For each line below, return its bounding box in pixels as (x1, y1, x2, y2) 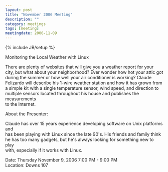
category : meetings (5, 21, 46, 27)
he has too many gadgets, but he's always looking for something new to (5, 136, 154, 142)
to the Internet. (5, 101, 36, 107)
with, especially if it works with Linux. (5, 147, 83, 153)
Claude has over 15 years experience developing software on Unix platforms (5, 121, 163, 126)
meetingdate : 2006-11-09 (5, 31, 57, 36)
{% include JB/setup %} (5, 45, 55, 50)
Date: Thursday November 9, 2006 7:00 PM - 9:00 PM (5, 157, 118, 163)
